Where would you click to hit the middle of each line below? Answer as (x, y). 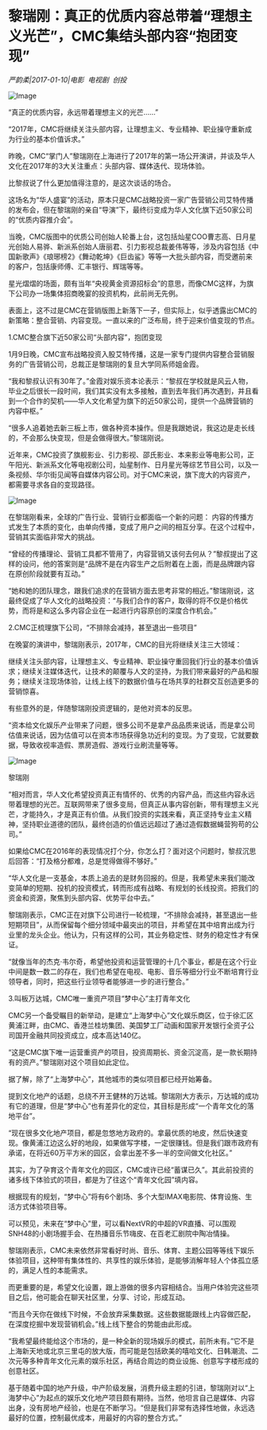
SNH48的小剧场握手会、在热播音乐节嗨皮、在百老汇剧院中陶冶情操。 (121, 1233)
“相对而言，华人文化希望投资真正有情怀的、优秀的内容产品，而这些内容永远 (132, 794)
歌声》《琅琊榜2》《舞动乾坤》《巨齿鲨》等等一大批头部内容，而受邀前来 (137, 257)
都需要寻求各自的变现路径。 (54, 484)
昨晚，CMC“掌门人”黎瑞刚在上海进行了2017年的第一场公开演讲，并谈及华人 (132, 155)
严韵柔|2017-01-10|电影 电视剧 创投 (68, 80)
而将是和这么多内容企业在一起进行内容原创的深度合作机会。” (119, 610)
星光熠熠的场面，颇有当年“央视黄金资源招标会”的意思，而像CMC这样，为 (128, 283)
